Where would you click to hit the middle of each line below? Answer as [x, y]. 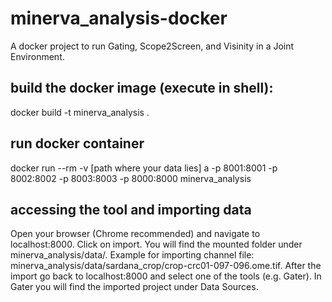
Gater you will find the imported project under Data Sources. [134, 287]
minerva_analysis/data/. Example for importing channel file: [132, 255]
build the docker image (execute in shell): [142, 88]
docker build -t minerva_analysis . [80, 112]
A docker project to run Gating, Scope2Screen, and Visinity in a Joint [152, 46]
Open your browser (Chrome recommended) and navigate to [135, 234]
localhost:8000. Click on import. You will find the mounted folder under [156, 244]
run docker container [77, 143]
